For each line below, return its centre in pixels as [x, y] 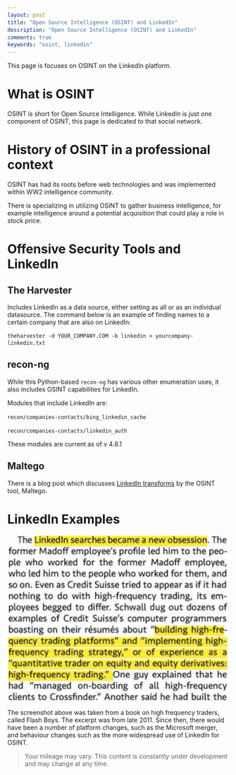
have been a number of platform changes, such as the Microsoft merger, [113, 727]
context [31, 165]
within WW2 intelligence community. [61, 192]
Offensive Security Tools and [94, 249]
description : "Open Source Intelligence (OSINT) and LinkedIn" [102, 30]
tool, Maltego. [27, 490]
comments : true [30, 37]
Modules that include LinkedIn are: [57, 403]
